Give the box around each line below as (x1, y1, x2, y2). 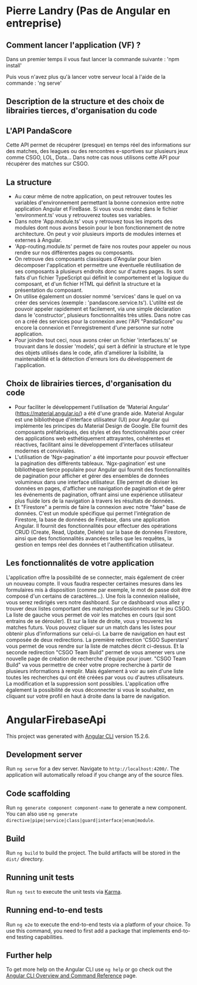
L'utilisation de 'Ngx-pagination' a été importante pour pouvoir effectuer (14, 453, 189, 460)
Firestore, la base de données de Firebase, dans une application (14, 516, 170, 523)
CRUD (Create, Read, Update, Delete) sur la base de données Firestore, (14, 528, 188, 535)
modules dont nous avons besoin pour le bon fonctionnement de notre (14, 224, 185, 231)
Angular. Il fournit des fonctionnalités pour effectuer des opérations (14, 522, 178, 529)
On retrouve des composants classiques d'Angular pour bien (14, 255, 161, 262)
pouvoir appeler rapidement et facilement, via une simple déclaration (14, 305, 181, 312)
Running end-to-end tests (6, 905, 103, 916)
